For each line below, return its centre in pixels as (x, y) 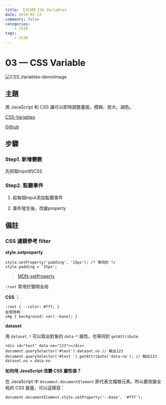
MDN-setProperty (36, 276)
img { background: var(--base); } (41, 317)
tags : (11, 33)
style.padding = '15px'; (31, 267)
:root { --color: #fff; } (32, 307)
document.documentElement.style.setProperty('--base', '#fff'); (74, 397)
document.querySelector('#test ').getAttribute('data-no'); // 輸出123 (81, 357)
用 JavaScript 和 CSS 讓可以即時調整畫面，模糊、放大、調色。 (70, 107)
